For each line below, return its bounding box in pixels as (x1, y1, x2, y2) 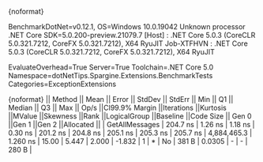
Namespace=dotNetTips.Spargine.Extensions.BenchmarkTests (8, 71, 213, 80)
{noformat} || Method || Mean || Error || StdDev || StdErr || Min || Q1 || (8, 95, 234, 104)
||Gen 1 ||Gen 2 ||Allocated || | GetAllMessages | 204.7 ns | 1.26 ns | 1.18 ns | (8, 120, 255, 129)
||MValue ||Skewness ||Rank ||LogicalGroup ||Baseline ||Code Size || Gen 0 (8, 111, 252, 121)
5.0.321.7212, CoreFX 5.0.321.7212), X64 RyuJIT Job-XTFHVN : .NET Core (8, 39, 249, 48)
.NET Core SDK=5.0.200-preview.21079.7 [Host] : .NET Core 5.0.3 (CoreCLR (8, 31, 256, 40)
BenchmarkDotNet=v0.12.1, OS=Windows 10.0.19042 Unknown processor (8, 22, 246, 31)
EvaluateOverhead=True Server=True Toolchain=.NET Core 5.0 (8, 62, 214, 72)
